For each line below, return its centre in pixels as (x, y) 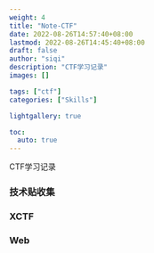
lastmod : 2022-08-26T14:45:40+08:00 (77, 42)
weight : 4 (28, 17)
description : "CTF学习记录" (59, 68)
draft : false (33, 51)
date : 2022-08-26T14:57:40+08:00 (71, 34)
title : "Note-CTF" (43, 26)
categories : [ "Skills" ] (53, 100)
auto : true (37, 140)
